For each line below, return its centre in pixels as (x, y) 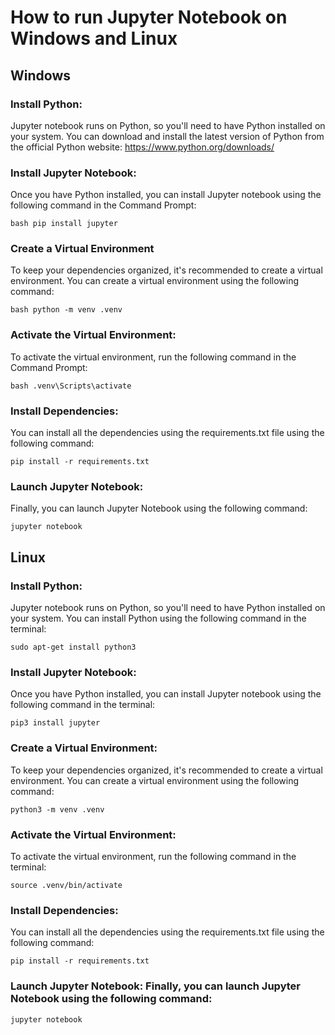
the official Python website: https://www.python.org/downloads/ (142, 147)
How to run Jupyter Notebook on (149, 17)
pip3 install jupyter (55, 723)
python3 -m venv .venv (57, 809)
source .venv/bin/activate (66, 885)
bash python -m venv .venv (66, 310)
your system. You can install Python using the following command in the (158, 618)
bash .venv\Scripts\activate (71, 386)
